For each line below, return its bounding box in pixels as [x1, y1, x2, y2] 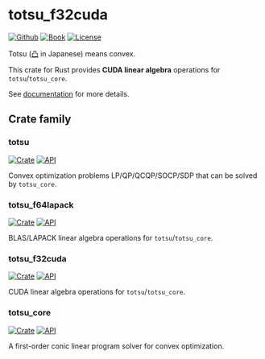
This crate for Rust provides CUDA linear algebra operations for [8, 64, 221, 74]
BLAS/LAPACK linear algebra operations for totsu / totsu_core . [8, 233, 213, 242]
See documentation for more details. [8, 89, 130, 98]
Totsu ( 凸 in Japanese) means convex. [8, 48, 135, 58]
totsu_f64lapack [8, 199, 74, 210]
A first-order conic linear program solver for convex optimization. [8, 340, 225, 351]
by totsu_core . [8, 179, 57, 188]
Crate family [8, 113, 72, 126]
